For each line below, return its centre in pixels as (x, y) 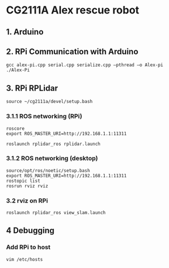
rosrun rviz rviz (27, 186)
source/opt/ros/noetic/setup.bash (48, 170)
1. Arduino (25, 32)
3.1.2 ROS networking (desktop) (52, 159)
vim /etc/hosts (25, 259)
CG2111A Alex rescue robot (73, 10)
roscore (15, 128)
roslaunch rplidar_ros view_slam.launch (56, 213)
